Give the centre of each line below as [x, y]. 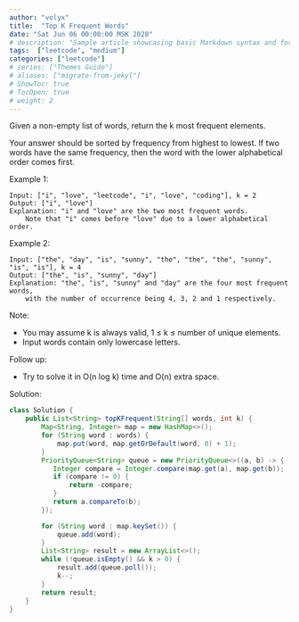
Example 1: [29, 179]
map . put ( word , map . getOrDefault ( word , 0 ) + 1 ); [147, 444]
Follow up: [28, 360]
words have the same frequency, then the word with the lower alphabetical [146, 153]
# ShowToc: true [39, 84]
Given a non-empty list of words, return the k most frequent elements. [137, 126]
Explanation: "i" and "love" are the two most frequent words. [129, 211]
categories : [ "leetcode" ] [57, 59]
